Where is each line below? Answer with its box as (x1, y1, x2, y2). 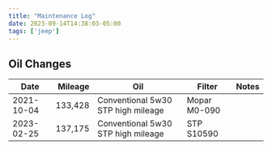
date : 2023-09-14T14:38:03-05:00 (8, 19, 121, 28)
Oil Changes (8, 57, 71, 71)
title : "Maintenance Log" (8, 11, 96, 20)
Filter (197, 81, 219, 92)
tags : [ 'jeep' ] (8, 27, 60, 35)
